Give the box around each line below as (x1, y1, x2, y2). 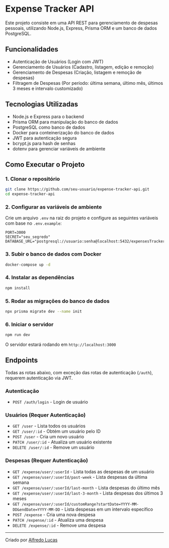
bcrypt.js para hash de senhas (12, 140, 76, 146)
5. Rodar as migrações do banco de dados (5, 297, 110, 305)
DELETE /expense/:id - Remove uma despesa (12, 522, 106, 528)
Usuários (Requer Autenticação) (5, 412, 86, 419)
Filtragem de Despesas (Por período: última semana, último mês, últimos (12, 80, 163, 86)
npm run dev (5, 332, 30, 337)
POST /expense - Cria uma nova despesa (12, 511, 96, 518)
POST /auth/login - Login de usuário (12, 399, 88, 405)
